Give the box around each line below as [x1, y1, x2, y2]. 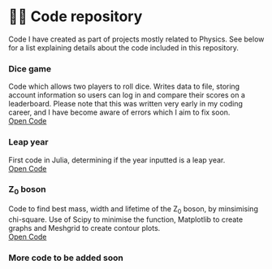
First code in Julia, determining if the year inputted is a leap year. [8, 154, 226, 165]
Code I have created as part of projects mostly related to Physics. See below [8, 34, 265, 44]
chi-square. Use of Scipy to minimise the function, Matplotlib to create [8, 215, 244, 224]
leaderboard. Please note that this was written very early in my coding [8, 99, 244, 109]
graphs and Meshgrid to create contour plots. [8, 223, 161, 232]
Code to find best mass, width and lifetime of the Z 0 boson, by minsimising [8, 204, 258, 215]
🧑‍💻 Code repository [8, 7, 143, 26]
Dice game [8, 63, 52, 74]
